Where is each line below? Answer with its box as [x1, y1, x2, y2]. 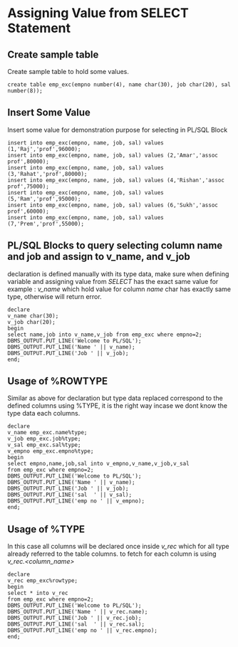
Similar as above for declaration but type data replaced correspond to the [7, 394, 223, 403]
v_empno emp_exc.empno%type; [7, 448, 94, 455]
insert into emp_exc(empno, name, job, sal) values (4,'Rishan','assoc [7, 177, 224, 184]
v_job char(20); [7, 318, 56, 325]
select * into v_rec [7, 589, 69, 597]
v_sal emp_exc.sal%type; [7, 441, 81, 449]
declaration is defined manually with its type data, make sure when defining [7, 269, 229, 278]
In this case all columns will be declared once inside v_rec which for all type [7, 542, 229, 551]
